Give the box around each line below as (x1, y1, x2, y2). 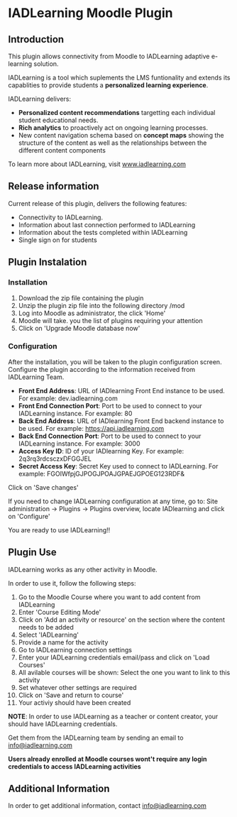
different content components (18, 146, 106, 154)
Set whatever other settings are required (18, 683, 137, 691)
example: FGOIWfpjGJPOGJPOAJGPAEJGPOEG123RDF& (18, 469, 185, 478)
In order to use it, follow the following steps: (8, 579, 136, 587)
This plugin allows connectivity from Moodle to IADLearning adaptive (8, 52, 210, 60)
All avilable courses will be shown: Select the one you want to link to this (18, 668, 231, 676)
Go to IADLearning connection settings (18, 645, 132, 654)
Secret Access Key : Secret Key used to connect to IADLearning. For (18, 461, 219, 470)
